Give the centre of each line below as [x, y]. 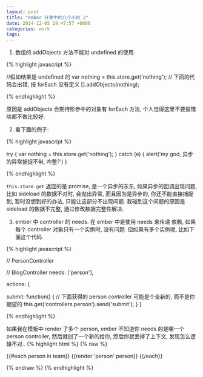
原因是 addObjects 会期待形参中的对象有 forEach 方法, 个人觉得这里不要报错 [101, 109]
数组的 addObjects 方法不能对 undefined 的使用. [75, 53]
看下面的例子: [32, 129]
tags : [13, 34]
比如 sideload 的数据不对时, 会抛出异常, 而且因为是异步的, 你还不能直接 [95, 194]
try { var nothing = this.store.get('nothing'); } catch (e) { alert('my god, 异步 [100, 154]
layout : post [23, 12]
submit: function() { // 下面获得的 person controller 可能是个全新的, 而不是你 [101, 297]
